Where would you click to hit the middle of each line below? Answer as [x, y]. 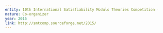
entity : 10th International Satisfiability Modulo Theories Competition [80, 9]
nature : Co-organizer [27, 14]
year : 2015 [16, 18]
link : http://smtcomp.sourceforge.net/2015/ [51, 23]
